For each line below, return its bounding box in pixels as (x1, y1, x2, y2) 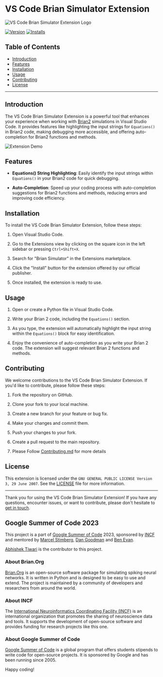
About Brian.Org (5, 558, 45, 565)
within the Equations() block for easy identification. (12, 330, 115, 336)
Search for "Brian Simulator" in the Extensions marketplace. (12, 256, 132, 261)
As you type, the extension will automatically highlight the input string (12, 326, 151, 331)
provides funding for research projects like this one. (5, 624, 108, 630)
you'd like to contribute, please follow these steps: (5, 382, 106, 388)
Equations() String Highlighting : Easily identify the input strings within (12, 170, 154, 176)
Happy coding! (5, 667, 35, 673)
